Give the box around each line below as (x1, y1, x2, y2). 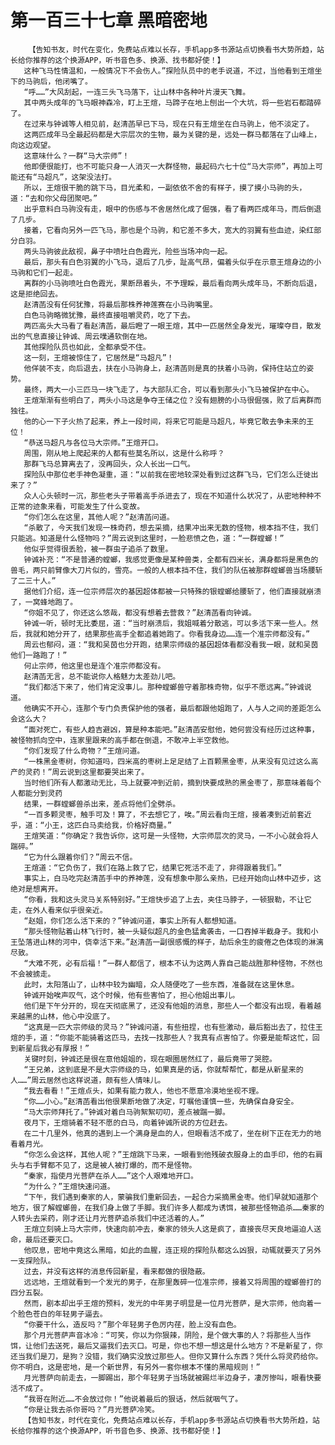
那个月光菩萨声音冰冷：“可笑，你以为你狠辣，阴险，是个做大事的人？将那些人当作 (23, 1330, 312, 1340)
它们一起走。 (32, 267, 78, 278)
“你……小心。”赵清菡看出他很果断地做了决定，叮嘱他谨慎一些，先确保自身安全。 (23, 1096, 299, 1106)
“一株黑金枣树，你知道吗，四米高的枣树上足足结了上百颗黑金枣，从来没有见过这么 (23, 756, 312, 766)
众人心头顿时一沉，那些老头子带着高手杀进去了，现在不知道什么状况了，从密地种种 (23, 491, 315, 501)
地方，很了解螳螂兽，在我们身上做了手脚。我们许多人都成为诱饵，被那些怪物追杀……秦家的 (10, 1202, 325, 1213)
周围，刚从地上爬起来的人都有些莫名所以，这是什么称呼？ (23, 448, 225, 458)
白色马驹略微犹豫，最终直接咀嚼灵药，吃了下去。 (23, 310, 195, 320)
